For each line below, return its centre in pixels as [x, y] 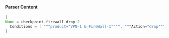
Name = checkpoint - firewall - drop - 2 [43, 22]
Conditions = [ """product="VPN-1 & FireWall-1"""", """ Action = [78, 26]
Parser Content [21, 7]
